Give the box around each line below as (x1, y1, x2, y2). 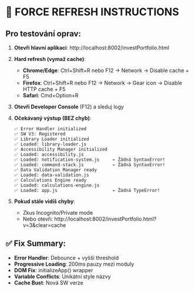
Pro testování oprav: (5, 29, 82, 39)
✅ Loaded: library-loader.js (14, 141, 86, 147)
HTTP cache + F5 (22, 86, 66, 93)
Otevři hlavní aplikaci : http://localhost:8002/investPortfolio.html (14, 44, 170, 51)
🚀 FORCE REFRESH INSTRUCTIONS (5, 5, 180, 19)
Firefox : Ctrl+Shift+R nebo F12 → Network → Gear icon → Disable (22, 79, 183, 86)
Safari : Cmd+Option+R (22, 92, 79, 99)
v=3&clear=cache (22, 222, 66, 228)
